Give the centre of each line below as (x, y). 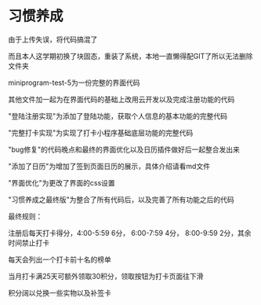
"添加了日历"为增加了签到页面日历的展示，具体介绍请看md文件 (109, 166)
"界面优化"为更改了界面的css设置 (62, 182)
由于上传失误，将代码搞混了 (53, 39)
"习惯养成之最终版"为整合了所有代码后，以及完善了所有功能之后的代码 (121, 199)
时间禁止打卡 (29, 243)
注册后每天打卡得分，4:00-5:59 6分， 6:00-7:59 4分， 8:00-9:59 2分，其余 (130, 233)
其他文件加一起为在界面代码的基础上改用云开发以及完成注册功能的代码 (121, 99)
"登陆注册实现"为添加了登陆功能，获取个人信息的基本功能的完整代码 (118, 116)
